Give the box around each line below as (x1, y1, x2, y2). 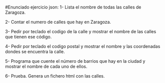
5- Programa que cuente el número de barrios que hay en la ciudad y (5, 58, 145, 64)
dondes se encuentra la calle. (5, 49, 65, 54)
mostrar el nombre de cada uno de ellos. (5, 64, 88, 69)
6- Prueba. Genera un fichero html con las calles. (5, 73, 105, 79)
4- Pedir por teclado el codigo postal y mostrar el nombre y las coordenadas (5, 43, 161, 49)
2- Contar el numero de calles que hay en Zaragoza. (5, 19, 111, 25)
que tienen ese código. (5, 34, 52, 40)
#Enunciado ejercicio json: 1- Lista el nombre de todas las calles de (5, 4, 141, 10)
